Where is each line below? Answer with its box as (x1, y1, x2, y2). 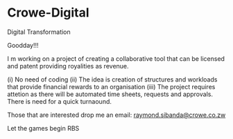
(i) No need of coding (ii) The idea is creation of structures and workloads (7, 75, 218, 84)
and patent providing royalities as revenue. (7, 62, 130, 70)
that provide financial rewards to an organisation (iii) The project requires (7, 82, 216, 91)
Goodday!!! (7, 41, 39, 49)
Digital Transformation (7, 28, 71, 36)
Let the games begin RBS (7, 124, 80, 132)
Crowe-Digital (7, 5, 89, 21)
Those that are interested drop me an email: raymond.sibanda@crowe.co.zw (7, 111, 226, 119)
